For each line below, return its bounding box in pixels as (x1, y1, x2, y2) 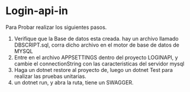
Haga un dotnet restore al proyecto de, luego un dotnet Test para (14, 66, 173, 73)
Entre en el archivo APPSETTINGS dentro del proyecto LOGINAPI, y (14, 54, 178, 61)
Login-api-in (5, 4, 69, 18)
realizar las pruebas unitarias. (14, 73, 86, 80)
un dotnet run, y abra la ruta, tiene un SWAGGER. (14, 78, 134, 86)
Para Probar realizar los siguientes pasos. (5, 24, 107, 31)
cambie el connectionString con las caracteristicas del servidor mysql (14, 60, 185, 67)
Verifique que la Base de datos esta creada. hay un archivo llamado (14, 35, 179, 42)
